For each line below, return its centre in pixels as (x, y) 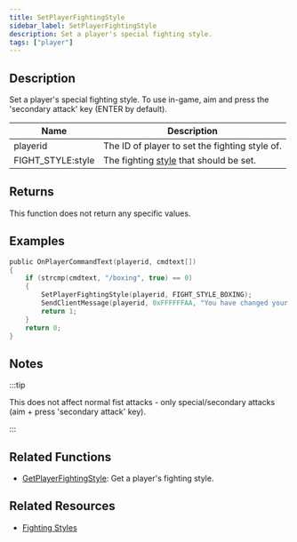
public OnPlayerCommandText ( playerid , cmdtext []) (103, 262)
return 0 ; (44, 328)
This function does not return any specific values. (100, 213)
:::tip (17, 385)
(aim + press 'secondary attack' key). (78, 412)
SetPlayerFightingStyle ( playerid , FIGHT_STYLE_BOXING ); (147, 295)
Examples (37, 241)
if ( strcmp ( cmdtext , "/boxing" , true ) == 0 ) (109, 278)
